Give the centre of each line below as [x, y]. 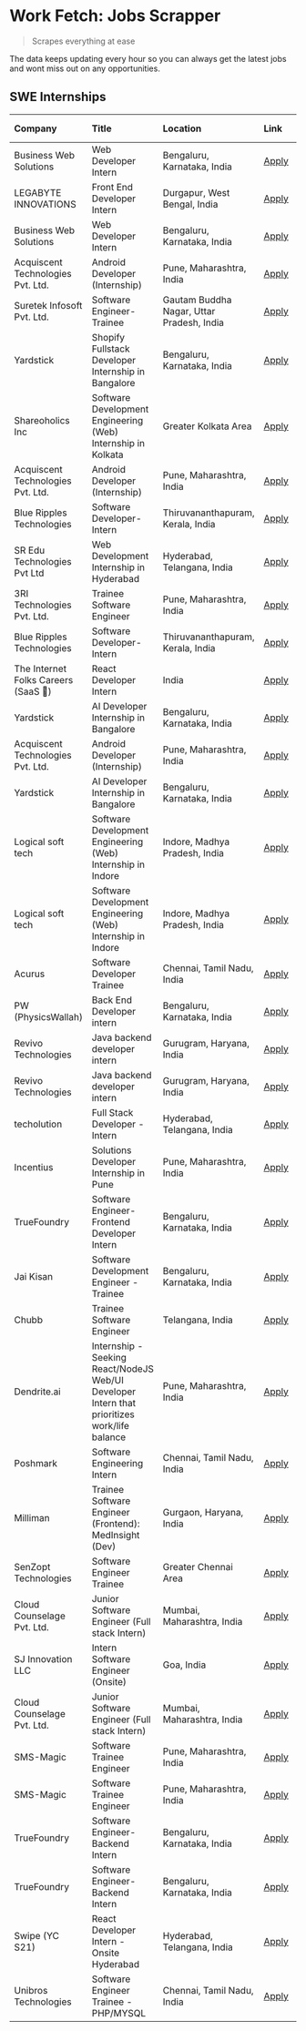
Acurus [30, 974]
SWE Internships [58, 97]
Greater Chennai [198, 1567]
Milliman [32, 1517]
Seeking [109, 1357]
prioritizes [113, 1414]
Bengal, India [190, 204]
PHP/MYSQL [119, 2013]
